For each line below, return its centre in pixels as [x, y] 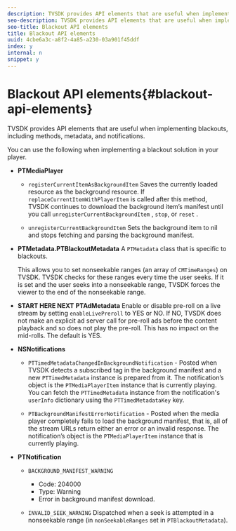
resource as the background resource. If [86, 191]
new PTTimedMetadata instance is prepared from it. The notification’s [126, 377]
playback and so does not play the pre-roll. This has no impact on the [118, 328]
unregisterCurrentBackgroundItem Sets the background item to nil [123, 227]
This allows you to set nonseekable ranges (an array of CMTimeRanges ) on [122, 269]
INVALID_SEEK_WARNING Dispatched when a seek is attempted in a [121, 512]
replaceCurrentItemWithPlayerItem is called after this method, [118, 199]
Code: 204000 [60, 484]
